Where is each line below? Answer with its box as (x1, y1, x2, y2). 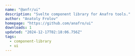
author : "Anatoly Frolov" (5, 16, 58, 21)
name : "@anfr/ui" (5, 7, 41, 12)
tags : (5, 35, 16, 39)
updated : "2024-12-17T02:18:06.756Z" (5, 30, 82, 35)
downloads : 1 (5, 25, 32, 30)
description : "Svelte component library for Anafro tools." (5, 12, 131, 17)
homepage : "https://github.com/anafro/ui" (5, 20, 93, 26)
